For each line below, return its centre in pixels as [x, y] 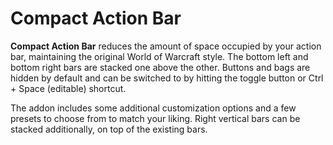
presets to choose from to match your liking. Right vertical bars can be [155, 118]
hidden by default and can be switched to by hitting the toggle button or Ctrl [167, 78]
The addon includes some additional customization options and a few [153, 108]
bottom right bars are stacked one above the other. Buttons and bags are [160, 67]
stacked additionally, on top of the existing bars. [109, 129]
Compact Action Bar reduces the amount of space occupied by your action [166, 46]
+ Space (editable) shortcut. [68, 88]
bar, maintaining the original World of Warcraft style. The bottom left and [159, 56]
